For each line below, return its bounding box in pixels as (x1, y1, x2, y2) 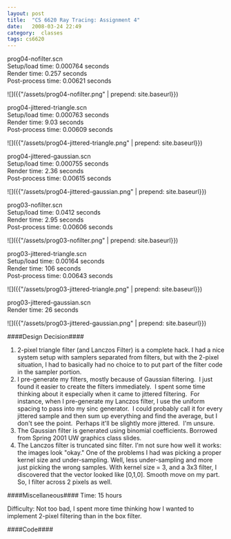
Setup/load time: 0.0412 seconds (7, 208, 101, 217)
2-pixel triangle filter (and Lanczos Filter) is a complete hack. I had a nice (17, 346, 225, 354)
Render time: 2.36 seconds (7, 167, 84, 175)
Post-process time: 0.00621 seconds (7, 77, 112, 85)
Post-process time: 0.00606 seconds (7, 223, 113, 231)
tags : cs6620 (7, 36, 45, 43)
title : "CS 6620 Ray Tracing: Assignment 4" (7, 17, 140, 23)
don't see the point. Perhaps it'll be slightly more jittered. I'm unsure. (17, 419, 215, 428)
